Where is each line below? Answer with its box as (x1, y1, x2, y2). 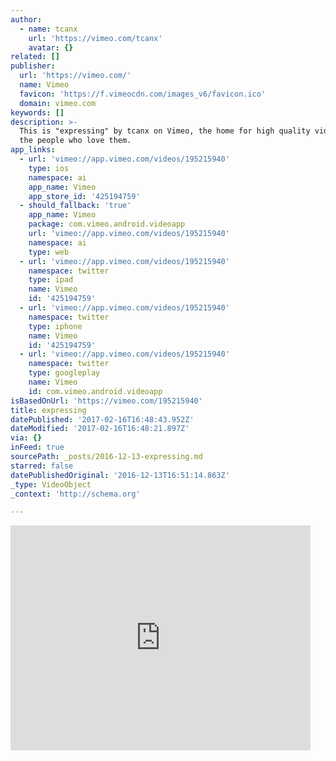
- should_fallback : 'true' (19, 201, 132, 211)
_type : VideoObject (10, 479, 92, 490)
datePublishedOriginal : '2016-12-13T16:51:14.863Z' (10, 470, 230, 480)
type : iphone (28, 321, 83, 331)
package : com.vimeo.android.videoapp (28, 219, 186, 230)
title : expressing (10, 405, 87, 415)
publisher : (10, 61, 56, 71)
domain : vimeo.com (19, 98, 97, 108)
